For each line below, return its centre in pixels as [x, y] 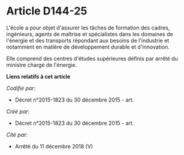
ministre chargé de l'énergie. [42, 65]
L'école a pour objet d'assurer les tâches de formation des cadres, [88, 28]
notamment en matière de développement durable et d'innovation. [88, 47]
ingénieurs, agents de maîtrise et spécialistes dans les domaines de [90, 34]
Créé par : [18, 111]
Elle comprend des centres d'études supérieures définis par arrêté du [92, 58]
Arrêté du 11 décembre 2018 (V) [54, 146]
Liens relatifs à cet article [38, 76]
